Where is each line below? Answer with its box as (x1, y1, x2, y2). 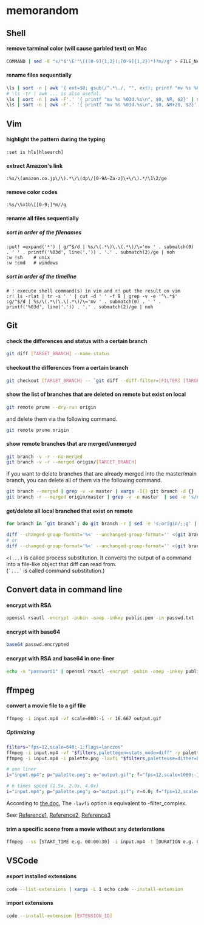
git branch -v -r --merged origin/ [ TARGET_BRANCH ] (6, 459, 137, 465)
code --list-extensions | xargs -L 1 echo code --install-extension (6, 886, 183, 892)
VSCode (6, 856, 38, 866)
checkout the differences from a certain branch (6, 364, 129, 371)
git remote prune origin (6, 427, 69, 433)
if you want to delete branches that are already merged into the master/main (6, 470, 197, 477)
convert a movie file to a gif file (6, 702, 86, 709)
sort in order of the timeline (6, 272, 77, 280)
